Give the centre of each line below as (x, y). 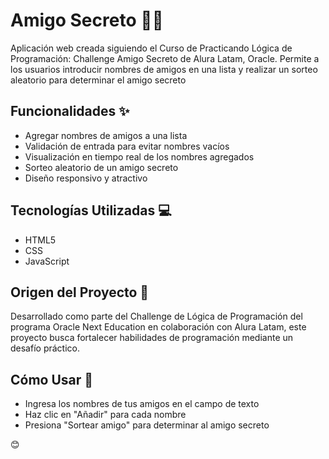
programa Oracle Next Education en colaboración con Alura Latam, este (158, 327)
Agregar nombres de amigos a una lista (106, 135)
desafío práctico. (45, 348)
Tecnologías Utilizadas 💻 (91, 210)
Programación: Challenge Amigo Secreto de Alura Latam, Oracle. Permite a (165, 58)
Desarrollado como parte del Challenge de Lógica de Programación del (156, 316)
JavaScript (47, 261)
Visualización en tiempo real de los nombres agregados (139, 156)
